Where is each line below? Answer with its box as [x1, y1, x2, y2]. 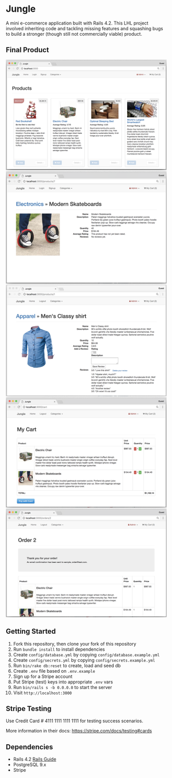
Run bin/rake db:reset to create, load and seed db [13, 662, 121, 669]
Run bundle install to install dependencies [13, 646, 105, 652]
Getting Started [6, 627, 56, 636]
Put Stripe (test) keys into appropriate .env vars [13, 678, 113, 685]
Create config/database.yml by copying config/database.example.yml [13, 651, 160, 657]
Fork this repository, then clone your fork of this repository [13, 640, 137, 647]
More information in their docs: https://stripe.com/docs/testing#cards [6, 728, 152, 734]
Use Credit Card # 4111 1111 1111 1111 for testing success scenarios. [6, 718, 143, 724]
